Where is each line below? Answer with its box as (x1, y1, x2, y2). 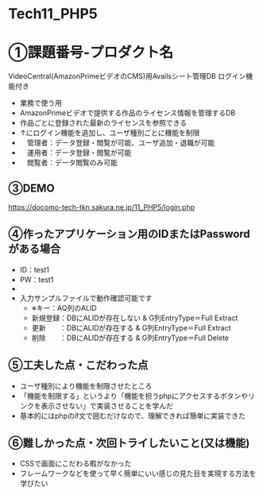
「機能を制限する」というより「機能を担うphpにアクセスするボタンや (19, 391, 249, 400)
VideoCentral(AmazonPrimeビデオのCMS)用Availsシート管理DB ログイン (8, 72, 246, 81)
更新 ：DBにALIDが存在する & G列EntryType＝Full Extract (31, 323, 231, 332)
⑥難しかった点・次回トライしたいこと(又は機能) (8, 436, 250, 450)
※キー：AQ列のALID (31, 303, 97, 312)
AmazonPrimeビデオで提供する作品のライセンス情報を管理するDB (19, 108, 236, 118)
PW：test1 (19, 275, 54, 284)
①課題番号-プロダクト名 (8, 44, 174, 62)
